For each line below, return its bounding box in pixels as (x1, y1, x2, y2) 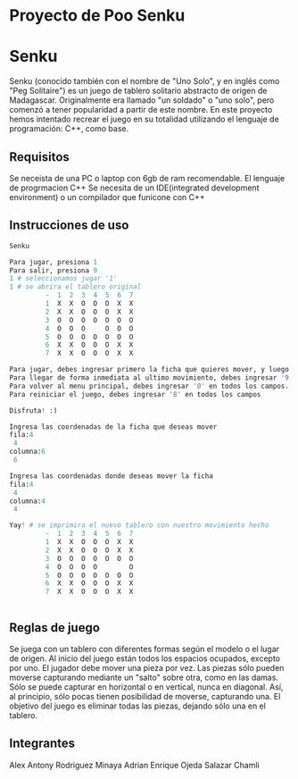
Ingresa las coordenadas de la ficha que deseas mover (9, 422, 218, 431)
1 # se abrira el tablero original (9, 282, 142, 291)
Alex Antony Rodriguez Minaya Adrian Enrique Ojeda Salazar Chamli (9, 759, 261, 770)
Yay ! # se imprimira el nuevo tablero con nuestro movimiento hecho (9, 521, 269, 530)
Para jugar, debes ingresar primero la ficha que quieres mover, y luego (9, 365, 290, 374)
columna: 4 (9, 497, 46, 506)
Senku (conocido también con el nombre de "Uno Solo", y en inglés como (9, 76, 280, 87)
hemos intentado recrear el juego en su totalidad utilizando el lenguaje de (9, 113, 279, 125)
